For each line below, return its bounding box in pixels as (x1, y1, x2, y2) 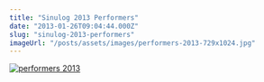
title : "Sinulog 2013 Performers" (9, 13, 140, 23)
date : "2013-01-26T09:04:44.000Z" (9, 22, 140, 31)
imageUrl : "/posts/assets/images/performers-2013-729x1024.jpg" (9, 38, 256, 48)
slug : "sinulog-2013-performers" (9, 30, 135, 39)
